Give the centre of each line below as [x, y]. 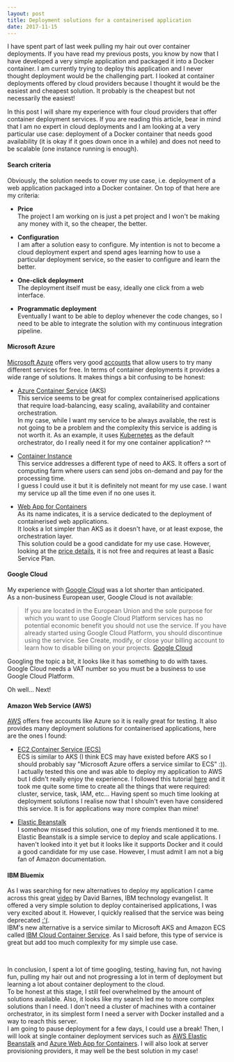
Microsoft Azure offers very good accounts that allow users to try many [110, 362]
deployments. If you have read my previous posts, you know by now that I [113, 54]
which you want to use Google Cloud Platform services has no [114, 618]
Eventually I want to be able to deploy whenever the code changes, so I [120, 316]
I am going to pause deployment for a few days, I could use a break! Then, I [116, 1029]
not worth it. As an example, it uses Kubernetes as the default [106, 435]
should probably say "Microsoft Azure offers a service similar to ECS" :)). [122, 764]
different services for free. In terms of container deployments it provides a [114, 370]
